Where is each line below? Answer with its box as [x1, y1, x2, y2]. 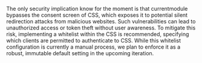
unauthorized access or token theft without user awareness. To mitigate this [6, 24, 196, 31]
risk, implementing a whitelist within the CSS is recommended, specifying [6, 31, 189, 38]
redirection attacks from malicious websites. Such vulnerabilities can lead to [6, 18, 196, 25]
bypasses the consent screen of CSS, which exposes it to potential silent [6, 11, 188, 19]
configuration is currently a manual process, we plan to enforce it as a [6, 43, 180, 50]
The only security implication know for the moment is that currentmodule [6, 5, 188, 12]
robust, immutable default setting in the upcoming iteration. [6, 50, 154, 56]
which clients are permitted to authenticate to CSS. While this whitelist [6, 37, 181, 44]
